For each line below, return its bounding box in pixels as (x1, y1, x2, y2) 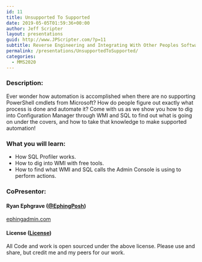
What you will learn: (6, 139, 66, 148)
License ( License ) (6, 229, 52, 236)
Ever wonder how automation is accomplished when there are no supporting (6, 93, 196, 100)
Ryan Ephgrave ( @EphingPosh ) (6, 202, 87, 209)
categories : (6, 53, 36, 59)
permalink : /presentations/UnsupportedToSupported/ (6, 48, 138, 54)
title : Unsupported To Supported (6, 14, 90, 20)
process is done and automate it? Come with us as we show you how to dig (6, 105, 193, 112)
